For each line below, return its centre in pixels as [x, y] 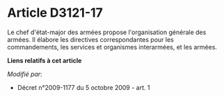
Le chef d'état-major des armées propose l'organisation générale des [107, 32]
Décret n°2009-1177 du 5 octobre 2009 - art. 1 [83, 87]
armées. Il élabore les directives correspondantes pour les [90, 39]
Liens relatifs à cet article [45, 60]
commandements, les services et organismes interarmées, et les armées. [112, 47]
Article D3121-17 [55, 13]
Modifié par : [25, 74]
